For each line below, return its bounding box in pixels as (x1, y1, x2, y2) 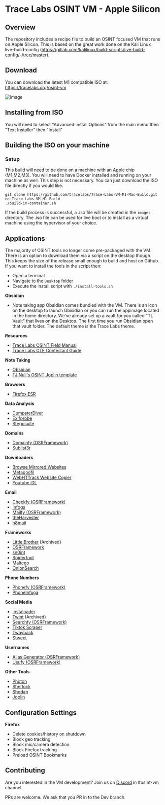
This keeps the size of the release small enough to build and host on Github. (5, 258, 160, 264)
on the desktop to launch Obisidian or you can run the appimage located (12, 307, 159, 314)
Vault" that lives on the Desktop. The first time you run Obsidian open (12, 318, 153, 324)
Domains (5, 430, 24, 436)
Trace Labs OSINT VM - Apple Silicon (5, 3, 161, 15)
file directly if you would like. (5, 183, 63, 188)
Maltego (12, 560, 30, 566)
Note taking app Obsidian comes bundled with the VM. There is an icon (12, 302, 157, 308)
